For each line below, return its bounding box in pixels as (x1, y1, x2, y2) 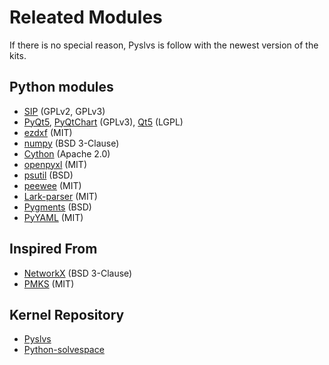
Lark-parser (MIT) (23, 190, 98, 202)
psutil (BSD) (23, 169, 74, 181)
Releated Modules (9, 6, 163, 29)
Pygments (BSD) (23, 201, 92, 213)
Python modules (9, 79, 114, 96)
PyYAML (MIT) (23, 211, 84, 223)
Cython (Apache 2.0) (23, 147, 111, 160)
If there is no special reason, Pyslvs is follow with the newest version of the (9, 39, 319, 51)
